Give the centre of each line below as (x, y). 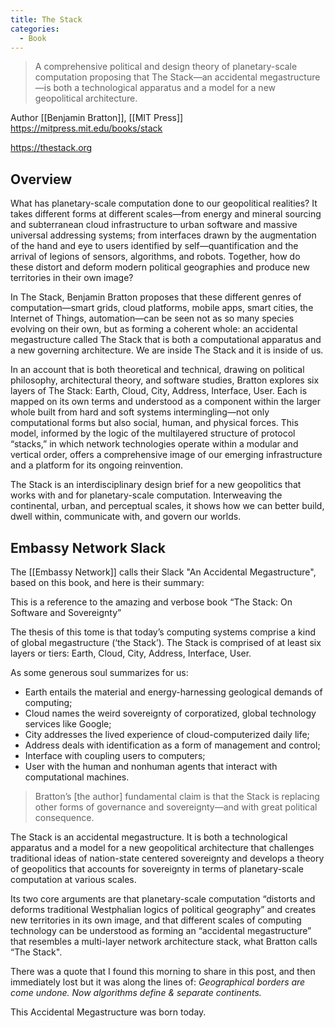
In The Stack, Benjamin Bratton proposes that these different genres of (156, 297)
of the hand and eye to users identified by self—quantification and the (154, 246)
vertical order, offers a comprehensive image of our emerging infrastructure (166, 455)
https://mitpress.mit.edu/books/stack (86, 128)
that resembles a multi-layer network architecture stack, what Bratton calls (164, 941)
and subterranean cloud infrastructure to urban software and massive (154, 225)
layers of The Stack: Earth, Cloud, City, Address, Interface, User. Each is (159, 391)
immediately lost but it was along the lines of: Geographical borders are (158, 982)
